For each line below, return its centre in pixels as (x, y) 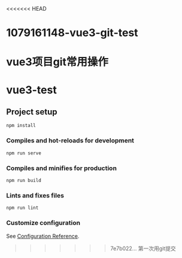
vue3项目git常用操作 (57, 62)
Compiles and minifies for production (61, 168)
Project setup (32, 112)
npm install (21, 126)
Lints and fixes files (35, 195)
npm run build (24, 180)
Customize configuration (43, 223)
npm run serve (24, 153)
